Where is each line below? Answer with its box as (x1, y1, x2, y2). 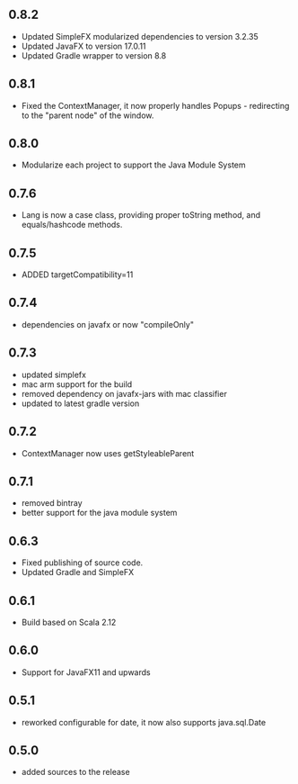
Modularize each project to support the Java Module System (21, 159, 246, 170)
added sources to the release (21, 767, 131, 778)
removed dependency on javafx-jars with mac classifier (21, 388, 228, 399)
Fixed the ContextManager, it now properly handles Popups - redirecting (21, 100, 290, 111)
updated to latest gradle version (21, 398, 140, 409)
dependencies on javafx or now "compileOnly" (21, 319, 195, 329)
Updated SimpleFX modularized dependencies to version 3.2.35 (21, 31, 259, 41)
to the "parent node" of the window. (21, 110, 154, 121)
